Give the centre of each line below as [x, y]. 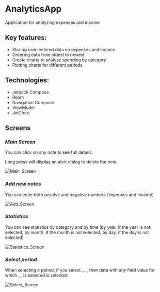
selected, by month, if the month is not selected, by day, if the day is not [77, 232]
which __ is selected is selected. [37, 275]
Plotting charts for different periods [47, 65]
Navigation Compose [33, 102]
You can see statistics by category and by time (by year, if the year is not [78, 227]
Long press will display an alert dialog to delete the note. [61, 162]
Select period [21, 259]
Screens [18, 128]
